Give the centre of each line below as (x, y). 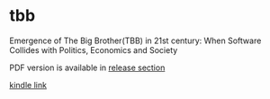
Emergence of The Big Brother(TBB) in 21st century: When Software (135, 40)
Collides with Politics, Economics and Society (94, 49)
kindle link (28, 85)
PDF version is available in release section (87, 67)
